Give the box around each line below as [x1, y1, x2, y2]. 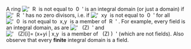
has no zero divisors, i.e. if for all [25, 12, 170, 19]
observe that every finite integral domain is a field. [6, 37, 129, 43]
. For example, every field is [118, 18, 186, 24]
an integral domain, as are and [6, 24, 105, 31]
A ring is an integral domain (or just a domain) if [6, 6, 185, 12]
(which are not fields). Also [118, 30, 184, 37]
